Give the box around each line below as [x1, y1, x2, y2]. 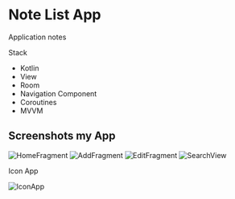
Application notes [8, 32, 67, 42]
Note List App [8, 6, 101, 24]
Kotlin [19, 63, 39, 73]
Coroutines [19, 97, 57, 107]
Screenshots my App [8, 129, 116, 143]
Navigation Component [19, 88, 97, 98]
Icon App [8, 166, 39, 176]
